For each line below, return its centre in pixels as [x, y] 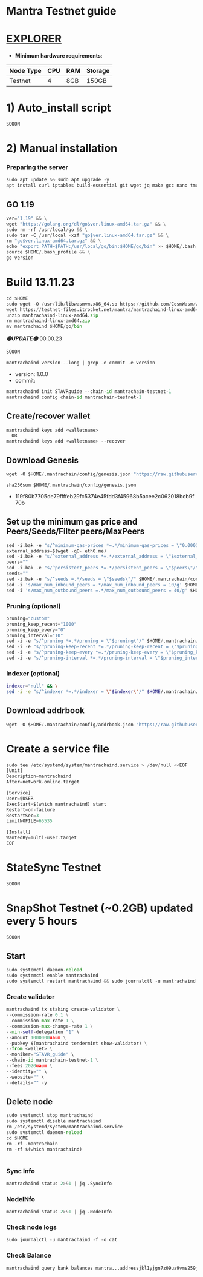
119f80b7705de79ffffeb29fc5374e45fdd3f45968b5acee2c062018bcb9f [105, 496]
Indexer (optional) [33, 673]
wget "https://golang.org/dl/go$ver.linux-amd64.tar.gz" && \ [86, 224]
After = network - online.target [43, 782]
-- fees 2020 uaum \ [29, 1066]
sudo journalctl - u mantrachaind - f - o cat [62, 1240]
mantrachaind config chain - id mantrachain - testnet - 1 [74, 397]
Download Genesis [42, 460]
